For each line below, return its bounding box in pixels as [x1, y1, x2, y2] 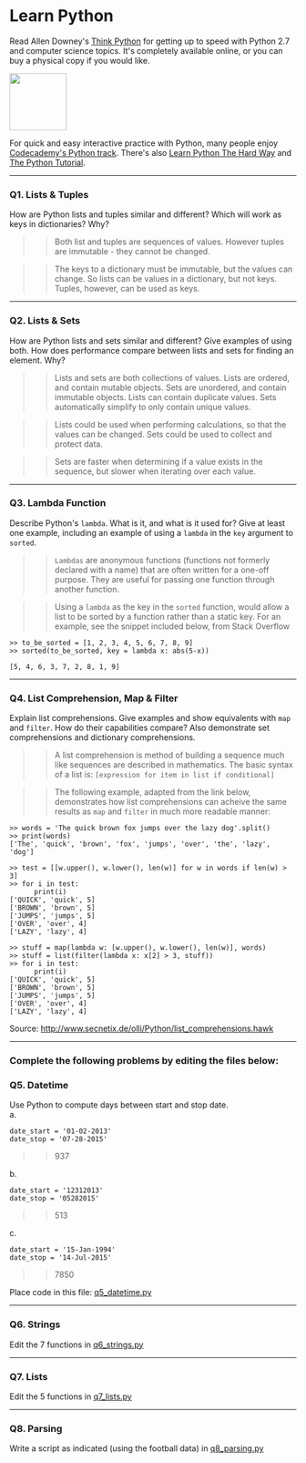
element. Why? [9, 355, 66, 366]
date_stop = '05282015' [9, 1194, 100, 1203]
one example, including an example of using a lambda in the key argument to [9, 527, 294, 538]
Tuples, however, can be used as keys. [54, 283, 200, 294]
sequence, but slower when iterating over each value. [54, 466, 257, 477]
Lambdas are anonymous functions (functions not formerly [54, 554, 270, 565]
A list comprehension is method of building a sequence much [54, 749, 285, 761]
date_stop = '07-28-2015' [9, 1135, 107, 1144]
